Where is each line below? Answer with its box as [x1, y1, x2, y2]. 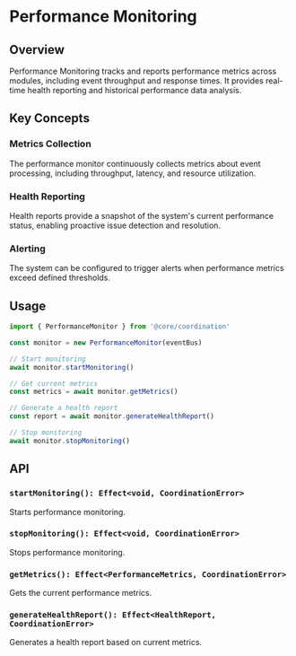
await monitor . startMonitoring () [9, 363, 135, 372]
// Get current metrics [9, 379, 99, 388]
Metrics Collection [9, 137, 91, 150]
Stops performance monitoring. [9, 547, 126, 557]
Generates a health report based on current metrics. [9, 637, 203, 648]
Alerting [9, 242, 47, 255]
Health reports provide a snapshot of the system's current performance [9, 210, 274, 221]
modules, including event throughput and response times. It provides [9, 75, 265, 86]
